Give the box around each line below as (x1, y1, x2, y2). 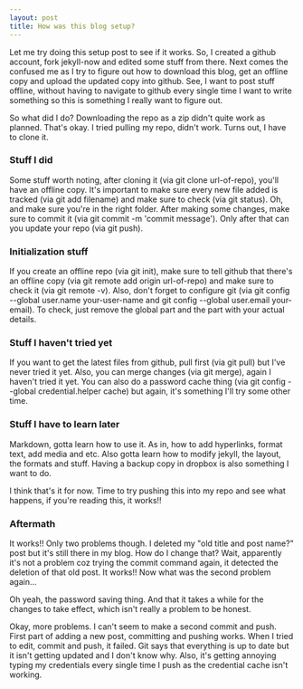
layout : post (9, 13, 59, 23)
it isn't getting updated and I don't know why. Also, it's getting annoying (9, 649, 277, 661)
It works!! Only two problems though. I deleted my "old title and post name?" (9, 538, 294, 549)
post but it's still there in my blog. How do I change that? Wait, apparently (9, 547, 282, 558)
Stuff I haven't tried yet (9, 337, 113, 349)
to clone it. (9, 131, 49, 142)
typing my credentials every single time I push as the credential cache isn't (9, 659, 289, 670)
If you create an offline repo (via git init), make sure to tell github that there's (9, 266, 293, 277)
